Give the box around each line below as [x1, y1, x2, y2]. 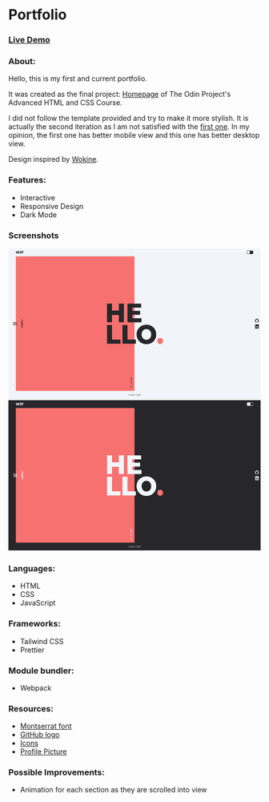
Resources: [8, 703, 54, 714]
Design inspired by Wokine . [8, 155, 98, 164]
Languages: [8, 562, 56, 574]
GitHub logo [19, 730, 60, 740]
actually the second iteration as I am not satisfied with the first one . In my [8, 122, 250, 131]
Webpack [19, 683, 52, 692]
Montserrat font [19, 721, 72, 731]
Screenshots [8, 230, 59, 241]
